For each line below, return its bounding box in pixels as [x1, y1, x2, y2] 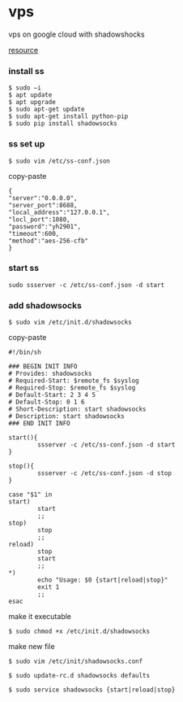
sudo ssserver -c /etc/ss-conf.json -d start [8, 281, 164, 289]
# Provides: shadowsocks [8, 369, 92, 378]
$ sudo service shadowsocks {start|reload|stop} [8, 686, 176, 694]
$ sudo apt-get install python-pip [8, 112, 129, 120]
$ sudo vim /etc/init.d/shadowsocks [8, 318, 132, 327]
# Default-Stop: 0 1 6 [8, 398, 85, 407]
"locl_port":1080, [8, 215, 70, 224]
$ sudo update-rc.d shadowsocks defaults [8, 672, 151, 680]
